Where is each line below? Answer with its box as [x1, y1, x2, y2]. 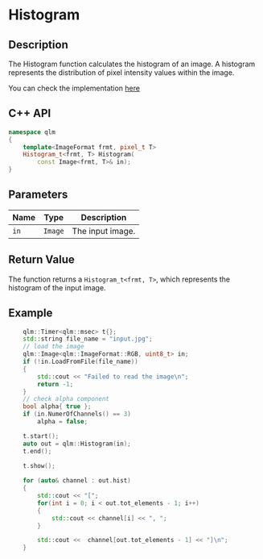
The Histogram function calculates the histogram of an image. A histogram [8, 59, 256, 69]
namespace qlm [8, 127, 56, 136]
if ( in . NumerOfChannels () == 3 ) [23, 410, 131, 419]
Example [8, 307, 53, 320]
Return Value [8, 252, 75, 267]
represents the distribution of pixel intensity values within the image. [8, 68, 235, 77]
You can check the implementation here [8, 83, 141, 93]
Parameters [8, 188, 68, 202]
